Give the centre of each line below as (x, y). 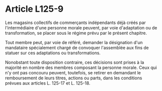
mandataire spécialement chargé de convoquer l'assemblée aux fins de (77, 47)
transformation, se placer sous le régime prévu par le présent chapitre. (76, 33)
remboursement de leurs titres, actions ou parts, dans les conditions (74, 78)
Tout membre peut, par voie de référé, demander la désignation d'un (74, 42)
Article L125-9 (34, 9)
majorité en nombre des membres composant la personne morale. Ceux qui (81, 68)
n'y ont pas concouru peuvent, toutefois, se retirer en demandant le (73, 72)
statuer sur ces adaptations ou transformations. (53, 53)
